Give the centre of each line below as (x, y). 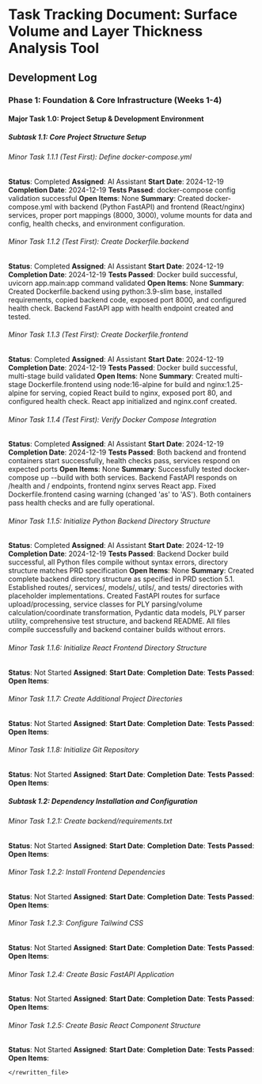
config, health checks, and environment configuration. (97, 223)
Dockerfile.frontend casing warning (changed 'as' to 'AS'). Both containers (130, 494)
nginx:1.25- (225, 385)
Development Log (53, 77)
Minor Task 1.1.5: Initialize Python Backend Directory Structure (110, 521)
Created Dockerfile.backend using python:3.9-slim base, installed (115, 291)
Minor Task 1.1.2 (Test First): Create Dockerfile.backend (99, 242)
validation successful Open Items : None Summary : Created (106, 198)
